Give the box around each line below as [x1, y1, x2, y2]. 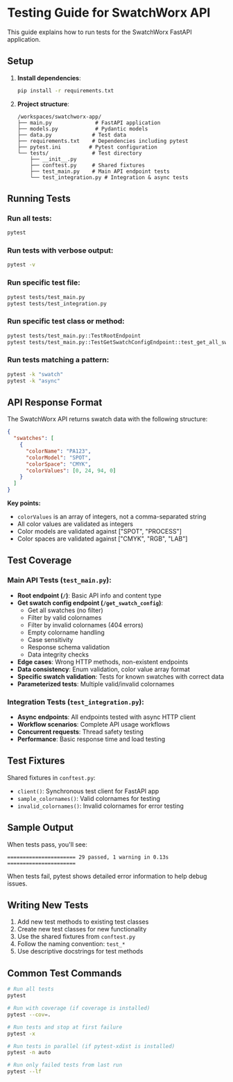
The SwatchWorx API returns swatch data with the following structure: [7, 415, 208, 423]
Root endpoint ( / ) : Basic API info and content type [17, 591, 162, 600]
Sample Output [7, 822, 74, 834]
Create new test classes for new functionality [17, 925, 147, 933]
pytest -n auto [7, 1049, 51, 1056]
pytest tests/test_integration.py [7, 300, 107, 307]
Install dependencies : [17, 74, 81, 82]
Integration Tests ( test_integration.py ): [7, 697, 144, 707]
